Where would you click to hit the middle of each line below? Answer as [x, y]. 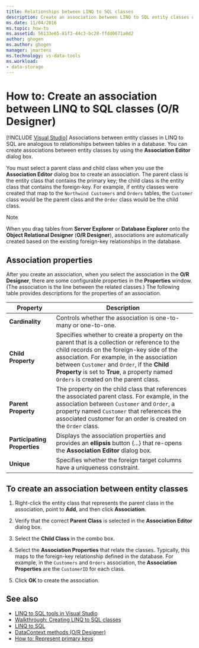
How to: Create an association [82, 96]
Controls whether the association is [105, 318]
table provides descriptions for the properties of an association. [84, 293]
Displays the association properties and [111, 436]
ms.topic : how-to [28, 28]
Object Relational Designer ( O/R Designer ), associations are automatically [97, 235]
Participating [28, 439]
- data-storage [25, 67]
